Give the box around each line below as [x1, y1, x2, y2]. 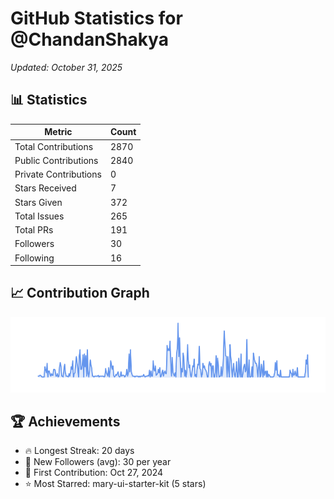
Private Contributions [14, 168, 102, 180]
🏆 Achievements [10, 413, 121, 430]
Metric [44, 126, 73, 138]
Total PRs [14, 224, 54, 236]
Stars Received [14, 182, 77, 194]
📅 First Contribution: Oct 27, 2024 [24, 467, 164, 479]
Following [14, 252, 55, 264]
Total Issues [14, 210, 65, 222]
